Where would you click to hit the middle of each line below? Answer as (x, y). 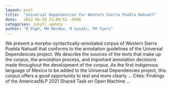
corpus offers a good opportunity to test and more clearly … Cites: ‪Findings (85, 76)
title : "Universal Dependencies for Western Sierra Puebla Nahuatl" (81, 15)
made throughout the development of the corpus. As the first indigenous (82, 65)
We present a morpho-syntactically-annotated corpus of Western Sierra (81, 43)
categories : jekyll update (34, 24)
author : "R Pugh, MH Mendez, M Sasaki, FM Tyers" (59, 29)
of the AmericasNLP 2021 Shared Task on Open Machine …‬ (68, 81)
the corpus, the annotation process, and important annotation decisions (81, 60)
